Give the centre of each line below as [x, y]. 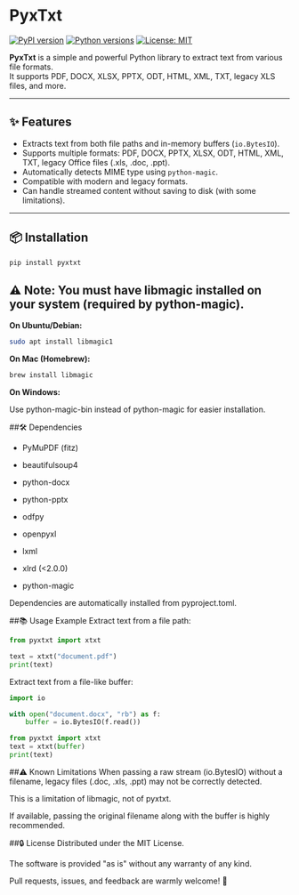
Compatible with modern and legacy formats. [105, 181]
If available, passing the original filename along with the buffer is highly [139, 816]
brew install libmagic [51, 375]
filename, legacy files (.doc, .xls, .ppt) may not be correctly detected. [136, 781]
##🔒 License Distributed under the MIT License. [97, 843]
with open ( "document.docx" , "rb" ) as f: [85, 714]
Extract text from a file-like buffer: [71, 681]
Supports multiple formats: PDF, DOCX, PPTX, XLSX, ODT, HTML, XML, [153, 153]
